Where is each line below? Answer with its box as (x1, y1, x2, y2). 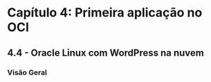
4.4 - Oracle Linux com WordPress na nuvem (7, 47, 204, 59)
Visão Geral (7, 68, 47, 77)
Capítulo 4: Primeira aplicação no (7, 5, 203, 21)
